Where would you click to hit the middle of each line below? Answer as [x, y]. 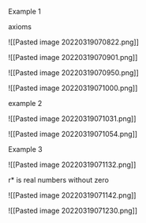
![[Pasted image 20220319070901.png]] [73, 57]
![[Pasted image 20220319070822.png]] [74, 42]
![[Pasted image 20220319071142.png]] [72, 195]
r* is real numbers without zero [58, 180]
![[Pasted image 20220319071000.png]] [73, 88]
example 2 [25, 103]
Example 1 [24, 11]
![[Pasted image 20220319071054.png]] [73, 134]
